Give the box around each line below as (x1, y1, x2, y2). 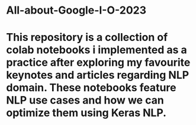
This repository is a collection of (6, 31, 168, 44)
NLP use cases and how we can (6, 94, 164, 107)
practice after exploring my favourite (6, 56, 191, 69)
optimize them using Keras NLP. (6, 106, 167, 120)
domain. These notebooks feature (6, 81, 176, 95)
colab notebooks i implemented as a (6, 43, 188, 57)
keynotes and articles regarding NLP (6, 69, 189, 82)
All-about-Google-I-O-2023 (6, 4, 147, 17)
